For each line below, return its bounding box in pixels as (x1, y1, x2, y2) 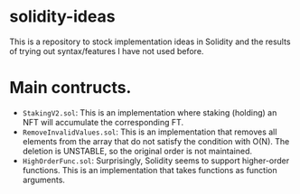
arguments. (22, 174, 66, 185)
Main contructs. (9, 78, 132, 98)
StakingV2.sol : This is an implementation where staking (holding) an (22, 106, 277, 118)
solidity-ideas (9, 6, 116, 27)
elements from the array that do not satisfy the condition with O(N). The (22, 135, 290, 146)
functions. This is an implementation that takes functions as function (22, 164, 277, 175)
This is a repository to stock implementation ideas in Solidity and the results (9, 36, 291, 47)
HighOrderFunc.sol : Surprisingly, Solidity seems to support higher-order (22, 155, 290, 166)
